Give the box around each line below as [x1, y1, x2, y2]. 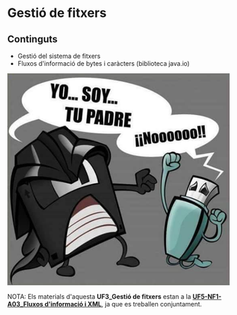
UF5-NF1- [193, 292, 222, 301]
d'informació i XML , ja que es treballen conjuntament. [44, 300, 202, 309]
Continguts [7, 33, 58, 45]
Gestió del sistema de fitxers [17, 52, 101, 60]
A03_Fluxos [7, 300, 44, 309]
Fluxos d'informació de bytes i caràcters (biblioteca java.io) [17, 59, 190, 68]
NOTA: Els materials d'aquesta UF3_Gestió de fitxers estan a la [7, 292, 192, 301]
